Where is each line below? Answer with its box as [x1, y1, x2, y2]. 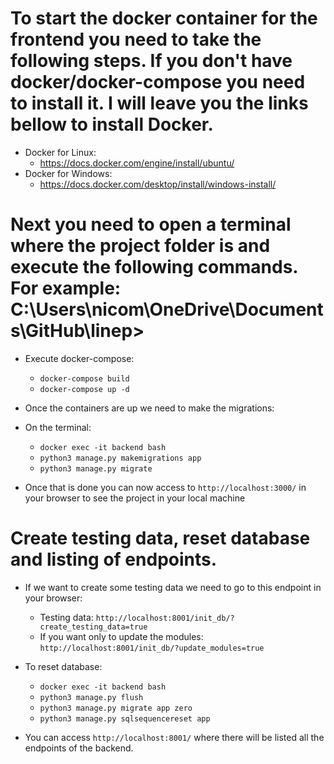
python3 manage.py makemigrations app [39, 453, 202, 463]
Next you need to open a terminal [10, 213, 292, 236]
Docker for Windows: [24, 167, 113, 179]
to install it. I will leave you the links [10, 92, 309, 115]
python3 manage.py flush [39, 692, 144, 702]
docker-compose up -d [39, 384, 130, 394]
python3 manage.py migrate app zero [39, 703, 193, 713]
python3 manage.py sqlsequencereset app [39, 713, 211, 724]
